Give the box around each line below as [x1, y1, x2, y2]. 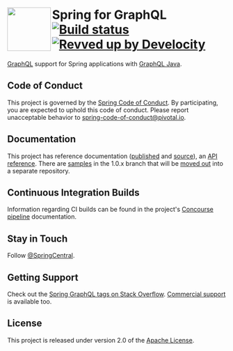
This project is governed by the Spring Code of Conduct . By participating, [7, 98, 218, 107]
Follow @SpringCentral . [7, 251, 75, 260]
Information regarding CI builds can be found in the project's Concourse [7, 205, 214, 214]
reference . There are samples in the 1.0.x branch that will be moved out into [7, 159, 224, 167]
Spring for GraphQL [51, 7, 167, 23]
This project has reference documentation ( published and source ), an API [7, 152, 218, 160]
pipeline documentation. [7, 212, 77, 221]
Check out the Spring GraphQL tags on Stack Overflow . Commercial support [7, 290, 226, 298]
